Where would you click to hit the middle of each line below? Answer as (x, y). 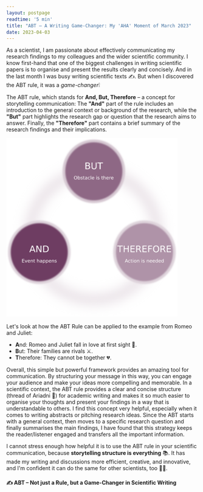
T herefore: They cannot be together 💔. (63, 358)
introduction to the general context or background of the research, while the (101, 110)
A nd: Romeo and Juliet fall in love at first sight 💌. (76, 345)
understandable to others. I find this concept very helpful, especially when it (102, 409)
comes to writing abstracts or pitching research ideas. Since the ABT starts (100, 415)
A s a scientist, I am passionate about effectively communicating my (91, 50)
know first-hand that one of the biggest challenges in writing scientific (94, 63)
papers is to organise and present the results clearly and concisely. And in (99, 69)
